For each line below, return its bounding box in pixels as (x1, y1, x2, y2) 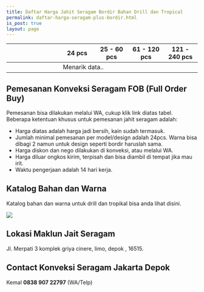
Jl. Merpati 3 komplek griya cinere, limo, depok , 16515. (6, 245, 144, 252)
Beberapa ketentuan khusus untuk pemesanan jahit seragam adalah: (6, 116, 178, 123)
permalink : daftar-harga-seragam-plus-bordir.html (6, 15, 137, 21)
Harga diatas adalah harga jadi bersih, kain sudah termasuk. (15, 127, 165, 135)
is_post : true (6, 20, 42, 26)
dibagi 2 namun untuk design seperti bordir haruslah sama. (15, 140, 163, 148)
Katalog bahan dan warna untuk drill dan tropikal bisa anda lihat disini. (6, 200, 182, 207)
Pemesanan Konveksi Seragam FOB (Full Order (6, 83, 187, 94)
